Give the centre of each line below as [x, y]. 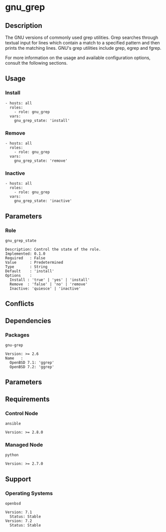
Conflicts [20, 304]
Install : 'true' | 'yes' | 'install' [50, 280]
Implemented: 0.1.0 [25, 254]
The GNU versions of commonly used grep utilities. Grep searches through [82, 37]
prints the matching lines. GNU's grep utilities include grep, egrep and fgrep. [83, 48]
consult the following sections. [37, 63]
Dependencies [28, 321]
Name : [14, 358]
